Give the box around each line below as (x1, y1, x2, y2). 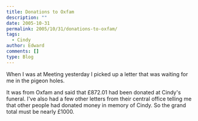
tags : (6, 31, 20, 38)
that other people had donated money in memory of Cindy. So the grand (6, 101, 186, 109)
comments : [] (6, 48, 39, 54)
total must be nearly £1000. (6, 108, 74, 115)
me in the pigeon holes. (6, 77, 65, 84)
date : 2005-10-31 (6, 20, 50, 26)
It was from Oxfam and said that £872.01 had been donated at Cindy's (6, 88, 181, 96)
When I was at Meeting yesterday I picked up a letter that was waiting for (6, 70, 188, 77)
